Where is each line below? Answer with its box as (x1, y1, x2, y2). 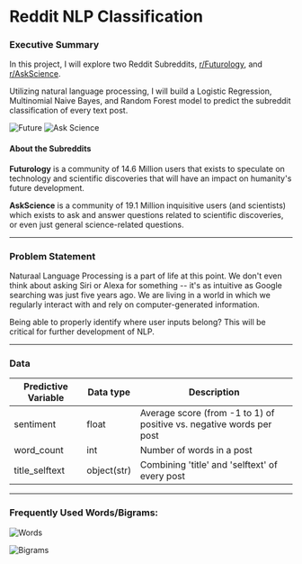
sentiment (13, 418, 57, 431)
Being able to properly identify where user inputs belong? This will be (9, 316, 267, 327)
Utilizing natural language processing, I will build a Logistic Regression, (9, 86, 272, 96)
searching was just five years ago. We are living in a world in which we (9, 289, 271, 300)
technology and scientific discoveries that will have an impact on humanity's (9, 173, 292, 184)
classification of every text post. (9, 105, 129, 116)
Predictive (23, 380, 69, 393)
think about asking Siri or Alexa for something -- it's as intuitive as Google (9, 279, 283, 290)
